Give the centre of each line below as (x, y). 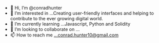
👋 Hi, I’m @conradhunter (36, 8)
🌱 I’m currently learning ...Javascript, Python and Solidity (70, 24)
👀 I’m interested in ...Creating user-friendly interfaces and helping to (82, 13)
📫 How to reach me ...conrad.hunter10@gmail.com (64, 35)
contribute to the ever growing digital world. (57, 18)
